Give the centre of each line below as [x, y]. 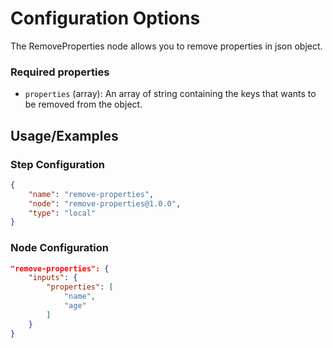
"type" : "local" [62, 213]
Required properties [60, 72]
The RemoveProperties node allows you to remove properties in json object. [166, 46]
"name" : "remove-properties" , [91, 194]
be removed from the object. [83, 104]
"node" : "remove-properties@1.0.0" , [105, 203]
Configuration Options [105, 18]
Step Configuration [57, 164]
